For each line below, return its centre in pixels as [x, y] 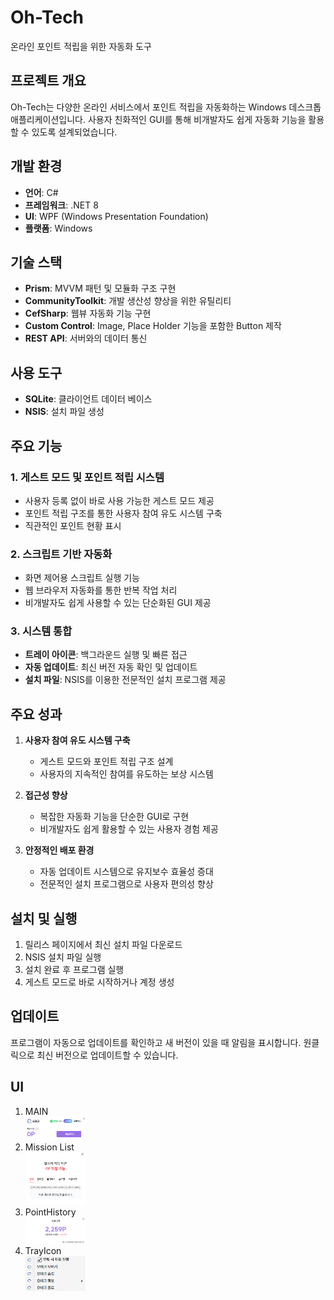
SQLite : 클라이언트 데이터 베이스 [88, 399]
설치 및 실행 [44, 918]
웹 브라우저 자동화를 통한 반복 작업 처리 [101, 590]
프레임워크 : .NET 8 [61, 205]
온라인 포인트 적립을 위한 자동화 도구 [81, 46]
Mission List [49, 1147]
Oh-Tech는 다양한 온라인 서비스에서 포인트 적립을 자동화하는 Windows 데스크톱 [166, 107]
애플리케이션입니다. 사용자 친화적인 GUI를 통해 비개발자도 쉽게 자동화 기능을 [158, 119]
